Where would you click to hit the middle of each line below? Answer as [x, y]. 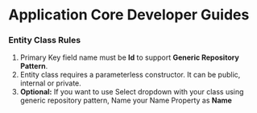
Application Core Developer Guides [129, 15]
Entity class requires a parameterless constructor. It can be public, [130, 75]
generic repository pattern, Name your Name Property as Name [126, 100]
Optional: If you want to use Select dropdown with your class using [132, 92]
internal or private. [51, 83]
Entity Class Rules [45, 40]
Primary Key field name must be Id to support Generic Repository [129, 57]
